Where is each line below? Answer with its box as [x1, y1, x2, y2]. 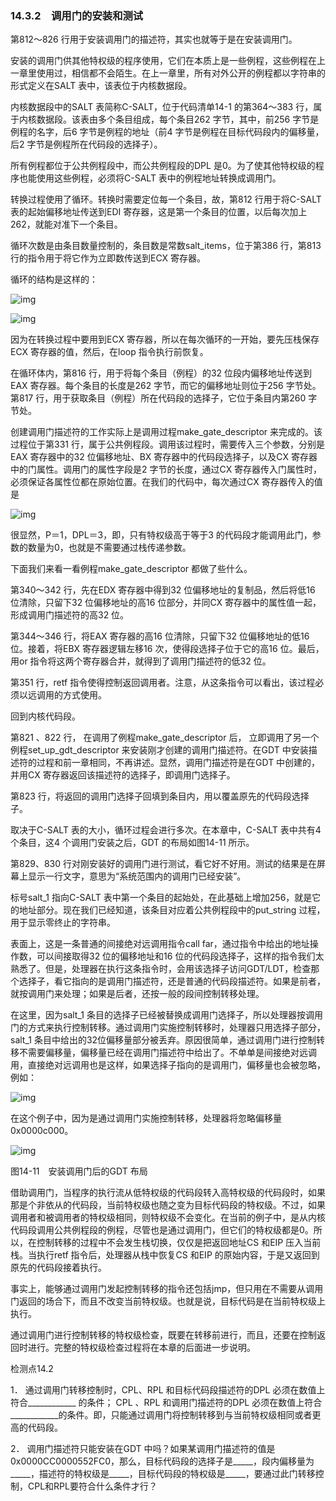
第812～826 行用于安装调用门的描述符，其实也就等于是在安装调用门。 [10, 33, 298, 46]
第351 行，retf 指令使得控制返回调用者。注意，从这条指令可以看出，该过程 [10, 677, 316, 689]
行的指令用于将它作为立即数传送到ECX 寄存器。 [10, 252, 207, 264]
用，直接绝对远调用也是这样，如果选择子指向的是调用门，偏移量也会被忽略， [10, 1059, 326, 1071]
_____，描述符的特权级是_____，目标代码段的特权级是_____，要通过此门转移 [10, 1468, 316, 1480]
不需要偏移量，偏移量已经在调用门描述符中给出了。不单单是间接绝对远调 [18, 1047, 317, 1059]
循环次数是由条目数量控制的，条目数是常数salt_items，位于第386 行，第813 [10, 240, 322, 252]
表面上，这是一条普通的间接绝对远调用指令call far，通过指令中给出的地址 [10, 938, 310, 950]
